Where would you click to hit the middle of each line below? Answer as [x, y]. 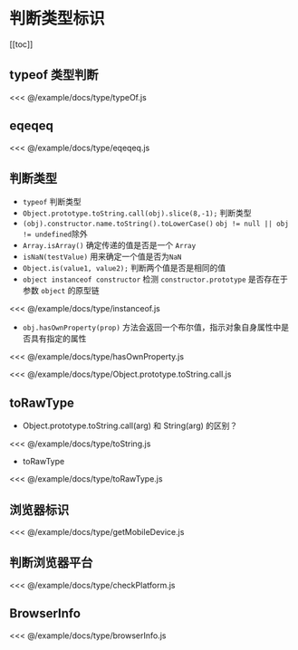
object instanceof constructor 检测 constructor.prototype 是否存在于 [155, 279]
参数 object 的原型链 [61, 291]
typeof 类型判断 [54, 75]
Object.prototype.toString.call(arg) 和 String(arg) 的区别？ [130, 425]
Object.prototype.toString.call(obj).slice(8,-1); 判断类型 [137, 213]
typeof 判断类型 [52, 202]
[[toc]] [21, 44]
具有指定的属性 [58, 339]
